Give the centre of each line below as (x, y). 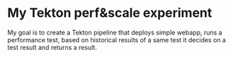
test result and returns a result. (52, 47)
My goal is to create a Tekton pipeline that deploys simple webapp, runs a (115, 32)
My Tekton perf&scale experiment (110, 13)
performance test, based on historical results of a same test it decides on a (117, 39)
